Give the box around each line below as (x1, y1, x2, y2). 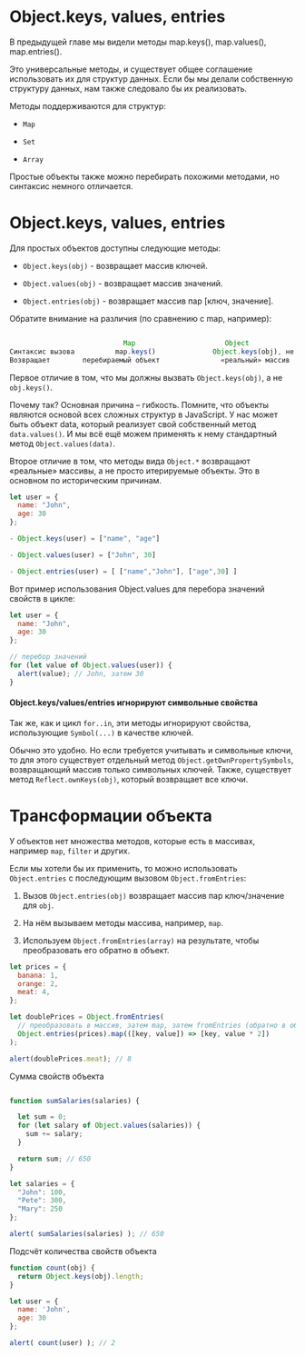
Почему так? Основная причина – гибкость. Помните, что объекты (9, 399, 270, 410)
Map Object (123, 338, 250, 347)
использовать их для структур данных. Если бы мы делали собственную (9, 73, 293, 84)
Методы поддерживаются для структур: (9, 100, 166, 111)
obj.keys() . (9, 382, 53, 393)
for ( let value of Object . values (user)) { (9, 661, 172, 670)
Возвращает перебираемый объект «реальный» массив (9, 355, 290, 364)
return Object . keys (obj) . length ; (17, 1271, 144, 1281)
